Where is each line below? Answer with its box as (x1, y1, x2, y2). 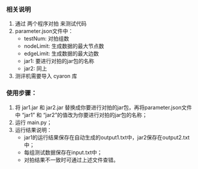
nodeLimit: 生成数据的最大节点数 (23, 43, 104, 50)
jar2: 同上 (23, 65, 47, 73)
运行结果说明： (14, 126, 52, 133)
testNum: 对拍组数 (23, 35, 70, 43)
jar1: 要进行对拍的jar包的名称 (23, 58, 95, 65)
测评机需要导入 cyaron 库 (14, 73, 77, 80)
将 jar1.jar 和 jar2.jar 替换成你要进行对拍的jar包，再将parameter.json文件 (14, 104, 193, 111)
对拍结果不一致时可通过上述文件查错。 (23, 156, 119, 163)
